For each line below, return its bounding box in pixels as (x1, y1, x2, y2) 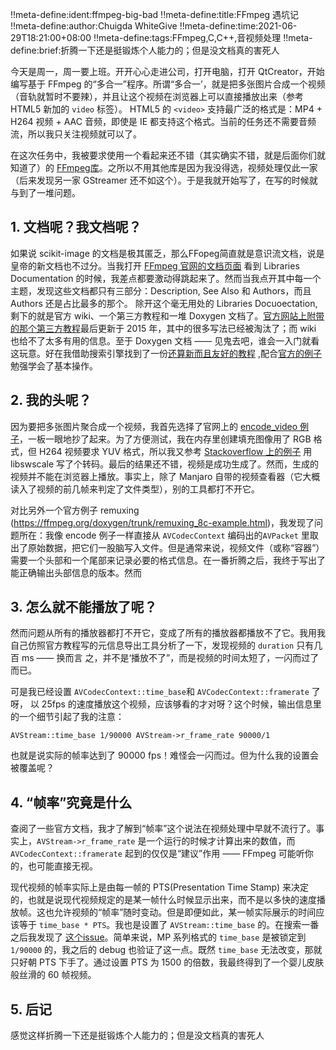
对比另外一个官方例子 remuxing (10, 504, 140, 516)
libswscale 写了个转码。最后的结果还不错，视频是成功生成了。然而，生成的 (10, 458, 320, 470)
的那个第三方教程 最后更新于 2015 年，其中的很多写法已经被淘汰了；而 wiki (10, 322, 317, 334)
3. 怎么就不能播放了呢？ (10, 599, 158, 616)
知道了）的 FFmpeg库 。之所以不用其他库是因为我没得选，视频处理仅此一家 (10, 162, 318, 173)
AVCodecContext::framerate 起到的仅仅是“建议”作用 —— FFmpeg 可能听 (10, 848, 305, 860)
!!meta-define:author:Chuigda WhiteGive (10, 20, 178, 32)
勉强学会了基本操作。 (10, 359, 98, 372)
